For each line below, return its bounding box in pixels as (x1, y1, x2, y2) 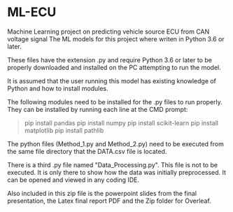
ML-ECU (7, 4, 57, 20)
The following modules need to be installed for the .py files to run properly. (7, 97, 223, 106)
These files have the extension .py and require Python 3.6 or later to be (7, 55, 212, 64)
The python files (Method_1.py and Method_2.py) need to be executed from (7, 139, 224, 148)
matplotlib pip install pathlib (24, 126, 104, 134)
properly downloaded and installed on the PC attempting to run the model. (7, 63, 222, 71)
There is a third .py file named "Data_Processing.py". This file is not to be (7, 160, 218, 169)
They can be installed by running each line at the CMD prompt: (7, 105, 188, 113)
